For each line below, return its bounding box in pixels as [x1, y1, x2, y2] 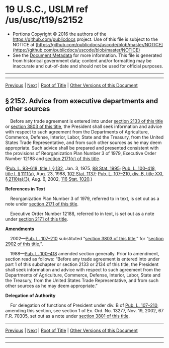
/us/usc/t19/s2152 [5, 14, 83, 26]
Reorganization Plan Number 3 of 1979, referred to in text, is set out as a [10, 195, 159, 201]
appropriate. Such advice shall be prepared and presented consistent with [5, 145, 159, 151]
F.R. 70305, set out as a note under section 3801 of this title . [5, 313, 130, 319]
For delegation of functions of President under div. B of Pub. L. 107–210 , [10, 302, 159, 308]
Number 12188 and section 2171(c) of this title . [5, 155, 101, 162]
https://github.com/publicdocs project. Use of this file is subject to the [12, 36, 158, 42]
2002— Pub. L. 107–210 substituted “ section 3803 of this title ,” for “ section [10, 235, 164, 241]
